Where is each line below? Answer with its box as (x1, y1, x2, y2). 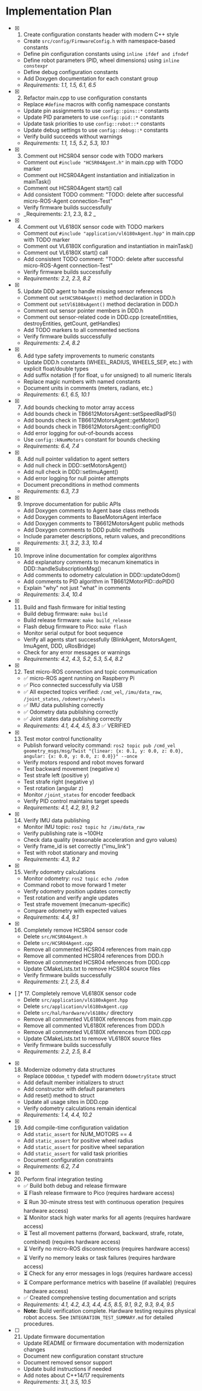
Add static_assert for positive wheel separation (23, 1143, 145, 1151)
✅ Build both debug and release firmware (23, 1182, 127, 1189)
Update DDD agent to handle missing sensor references (23, 287, 163, 295)
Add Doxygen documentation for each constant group (23, 75, 158, 82)
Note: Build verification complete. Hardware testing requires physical (23, 1307, 196, 1315)
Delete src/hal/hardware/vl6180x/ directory (23, 1009, 134, 1016)
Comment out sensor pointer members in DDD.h (23, 306, 143, 314)
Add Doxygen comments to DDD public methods (23, 526, 145, 533)
